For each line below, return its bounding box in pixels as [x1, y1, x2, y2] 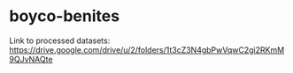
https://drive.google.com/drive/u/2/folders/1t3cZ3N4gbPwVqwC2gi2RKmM [9, 44, 285, 55]
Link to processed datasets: [9, 35, 111, 46]
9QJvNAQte [9, 54, 53, 64]
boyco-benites [9, 6, 120, 26]
